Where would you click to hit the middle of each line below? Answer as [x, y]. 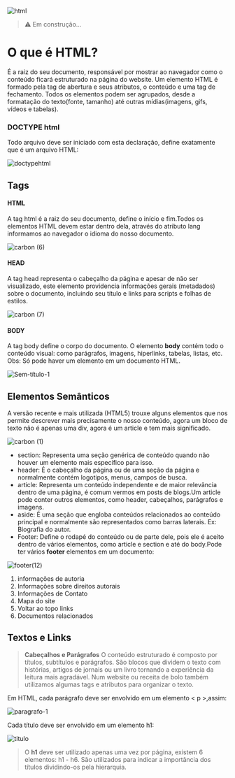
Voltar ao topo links [45, 609]
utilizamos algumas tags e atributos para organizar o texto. [109, 684]
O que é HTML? [53, 53]
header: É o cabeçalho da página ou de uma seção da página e [108, 470]
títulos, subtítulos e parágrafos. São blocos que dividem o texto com [123, 662]
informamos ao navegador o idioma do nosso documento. [91, 233]
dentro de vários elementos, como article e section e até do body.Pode [120, 545]
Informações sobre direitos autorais [69, 586]
